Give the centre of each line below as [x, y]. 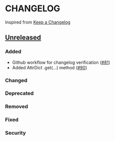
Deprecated [20, 93]
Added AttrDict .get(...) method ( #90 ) [49, 67]
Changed [16, 80]
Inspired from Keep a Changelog [38, 22]
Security [15, 133]
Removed [17, 107]
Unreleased [23, 38]
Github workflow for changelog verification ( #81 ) [61, 62]
